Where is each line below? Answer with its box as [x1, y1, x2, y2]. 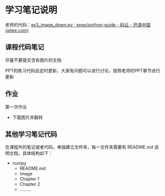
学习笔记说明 [5, 4, 58, 16]
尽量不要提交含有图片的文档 [5, 57, 62, 63]
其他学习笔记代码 [5, 130, 57, 139]
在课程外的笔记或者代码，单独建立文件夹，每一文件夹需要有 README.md [5, 144, 154, 150]
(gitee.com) [5, 27, 29, 33]
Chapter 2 [19, 181, 41, 187]
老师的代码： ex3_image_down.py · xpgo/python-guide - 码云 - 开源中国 [5, 22, 151, 28]
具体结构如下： [22, 150, 53, 156]
